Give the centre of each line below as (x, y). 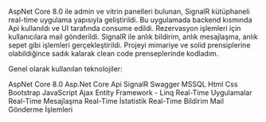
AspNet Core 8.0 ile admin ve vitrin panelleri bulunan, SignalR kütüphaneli (129, 11)
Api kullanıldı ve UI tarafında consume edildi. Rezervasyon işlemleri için (125, 28)
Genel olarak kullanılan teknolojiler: (65, 69)
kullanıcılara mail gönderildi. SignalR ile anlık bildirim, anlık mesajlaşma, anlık (133, 36)
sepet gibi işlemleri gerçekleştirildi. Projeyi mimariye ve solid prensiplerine (129, 45)
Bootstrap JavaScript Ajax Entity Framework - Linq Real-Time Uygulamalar (130, 93)
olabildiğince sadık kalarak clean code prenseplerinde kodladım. (113, 53)
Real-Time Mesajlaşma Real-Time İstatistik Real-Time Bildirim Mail (116, 101)
